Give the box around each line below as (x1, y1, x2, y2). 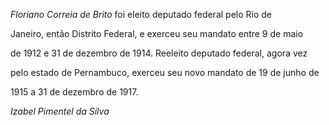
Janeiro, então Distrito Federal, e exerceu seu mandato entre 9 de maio (10, 28, 304, 39)
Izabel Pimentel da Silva (10, 105, 110, 117)
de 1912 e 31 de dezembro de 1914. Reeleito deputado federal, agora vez (10, 47, 308, 59)
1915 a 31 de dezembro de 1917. (10, 86, 139, 98)
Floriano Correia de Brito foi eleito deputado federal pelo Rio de (10, 9, 273, 20)
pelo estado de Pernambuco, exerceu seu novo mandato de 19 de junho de (10, 67, 320, 78)
